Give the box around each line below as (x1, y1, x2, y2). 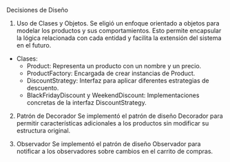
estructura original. (16, 127, 71, 134)
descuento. (26, 84, 59, 92)
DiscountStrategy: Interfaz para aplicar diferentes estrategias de (26, 77, 209, 85)
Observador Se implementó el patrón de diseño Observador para (16, 140, 201, 148)
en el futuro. (16, 41, 52, 49)
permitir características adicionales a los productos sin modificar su (16, 119, 209, 127)
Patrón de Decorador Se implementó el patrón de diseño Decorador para (16, 112, 223, 120)
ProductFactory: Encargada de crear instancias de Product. (26, 69, 196, 77)
